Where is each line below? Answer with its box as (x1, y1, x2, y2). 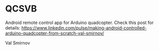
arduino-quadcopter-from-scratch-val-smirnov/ (5, 30, 104, 36)
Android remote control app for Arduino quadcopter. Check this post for (5, 19, 154, 25)
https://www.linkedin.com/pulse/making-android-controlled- (21, 24, 147, 30)
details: (5, 24, 21, 30)
